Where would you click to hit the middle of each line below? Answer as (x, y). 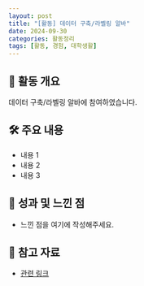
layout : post (31, 16)
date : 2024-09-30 (38, 31)
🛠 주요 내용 (36, 130)
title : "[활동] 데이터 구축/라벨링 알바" (69, 24)
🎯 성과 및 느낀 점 (47, 204)
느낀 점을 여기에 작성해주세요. (67, 224)
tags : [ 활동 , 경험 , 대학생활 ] (53, 46)
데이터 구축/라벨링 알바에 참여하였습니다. (73, 102)
